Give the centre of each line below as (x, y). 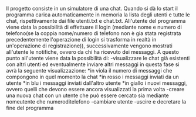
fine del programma (30, 108)
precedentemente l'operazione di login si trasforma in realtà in (81, 39)
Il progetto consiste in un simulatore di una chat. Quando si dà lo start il (92, 8)
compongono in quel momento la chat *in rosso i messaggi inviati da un (92, 77)
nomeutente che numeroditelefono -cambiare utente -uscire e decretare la (96, 101)
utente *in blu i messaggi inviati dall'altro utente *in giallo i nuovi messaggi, (97, 83)
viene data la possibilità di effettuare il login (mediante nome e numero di (94, 27)
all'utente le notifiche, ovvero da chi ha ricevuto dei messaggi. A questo (92, 52)
